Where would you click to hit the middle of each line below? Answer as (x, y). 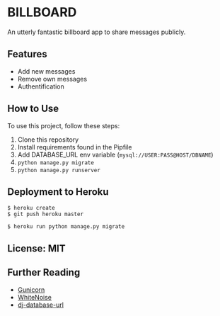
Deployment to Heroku (58, 192)
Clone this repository (48, 140)
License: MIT (36, 248)
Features (27, 54)
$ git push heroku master (45, 214)
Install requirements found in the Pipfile (75, 147)
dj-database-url (40, 305)
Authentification (41, 86)
